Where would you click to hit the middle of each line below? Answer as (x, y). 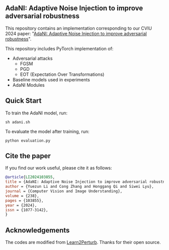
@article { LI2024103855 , (30, 177)
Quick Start (23, 101)
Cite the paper (28, 156)
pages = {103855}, (24, 200)
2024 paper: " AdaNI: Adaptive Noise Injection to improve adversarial (76, 33)
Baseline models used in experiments (51, 79)
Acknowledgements (37, 230)
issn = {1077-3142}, (27, 210)
